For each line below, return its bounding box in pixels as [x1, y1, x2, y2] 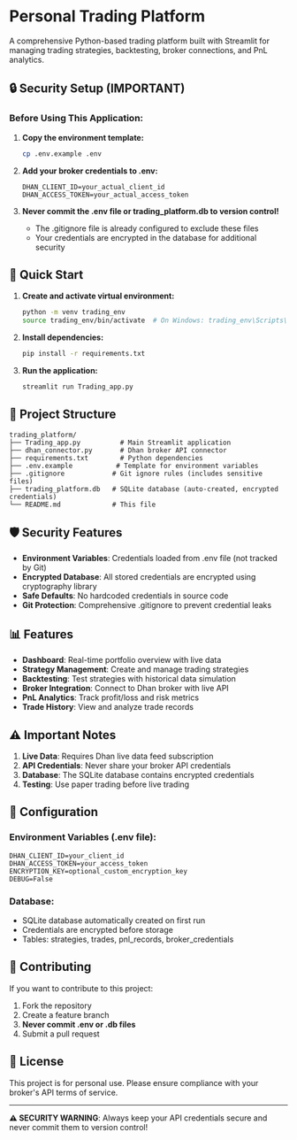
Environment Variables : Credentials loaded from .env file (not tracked [21, 553, 278, 564]
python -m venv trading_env [21, 308, 126, 317]
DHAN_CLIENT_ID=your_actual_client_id [21, 182, 165, 191]
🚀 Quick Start [9, 267, 84, 282]
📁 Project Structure [9, 407, 117, 422]
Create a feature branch [21, 1009, 110, 1020]
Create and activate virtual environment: [21, 290, 175, 302]
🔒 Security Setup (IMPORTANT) [9, 81, 186, 96]
